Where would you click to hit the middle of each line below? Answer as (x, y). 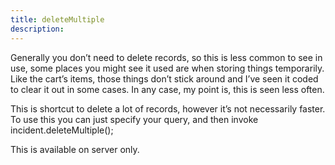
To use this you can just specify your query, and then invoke (134, 119)
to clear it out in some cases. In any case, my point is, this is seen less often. (167, 89)
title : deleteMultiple (57, 19)
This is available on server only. (75, 149)
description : (37, 29)
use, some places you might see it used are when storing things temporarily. (167, 68)
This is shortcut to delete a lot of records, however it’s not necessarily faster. (168, 108)
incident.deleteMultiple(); (62, 130)
